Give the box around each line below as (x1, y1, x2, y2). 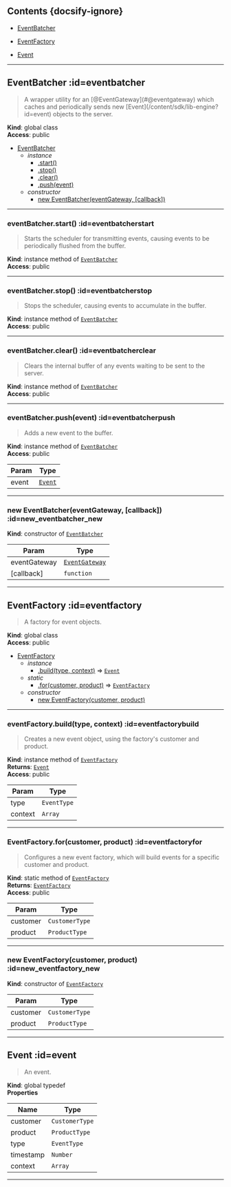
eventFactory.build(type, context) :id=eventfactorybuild (7, 719, 199, 728)
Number (51, 1151, 74, 1159)
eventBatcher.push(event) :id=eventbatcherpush (7, 413, 175, 423)
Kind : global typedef (7, 1081, 66, 1089)
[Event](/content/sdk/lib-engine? (126, 103, 219, 111)
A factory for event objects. (23, 618, 102, 626)
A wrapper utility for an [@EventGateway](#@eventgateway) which (23, 95, 214, 103)
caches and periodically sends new (23, 103, 125, 111)
